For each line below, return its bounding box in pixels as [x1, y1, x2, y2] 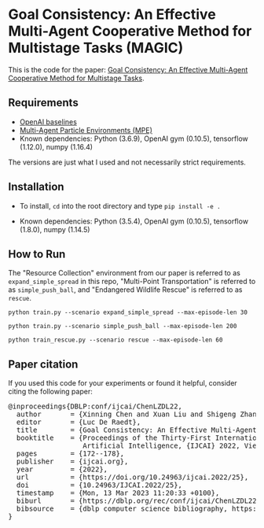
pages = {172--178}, [16, 449, 125, 458]
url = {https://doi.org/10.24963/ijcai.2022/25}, [16, 473, 249, 482]
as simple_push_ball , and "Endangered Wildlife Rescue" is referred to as [8, 285, 243, 294]
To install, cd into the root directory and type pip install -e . [19, 201, 222, 210]
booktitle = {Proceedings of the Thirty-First [16, 434, 212, 442]
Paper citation [8, 357, 79, 371]
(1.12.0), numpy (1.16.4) [19, 142, 93, 151]
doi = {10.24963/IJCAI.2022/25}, [16, 481, 183, 489]
